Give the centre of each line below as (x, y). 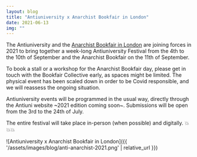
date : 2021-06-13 (27, 22)
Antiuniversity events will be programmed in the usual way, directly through (98, 99)
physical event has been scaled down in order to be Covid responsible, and (98, 81)
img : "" (16, 28)
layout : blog (22, 12)
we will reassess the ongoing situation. (53, 88)
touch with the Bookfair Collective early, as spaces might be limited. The (94, 75)
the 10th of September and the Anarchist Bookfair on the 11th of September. (98, 57)
